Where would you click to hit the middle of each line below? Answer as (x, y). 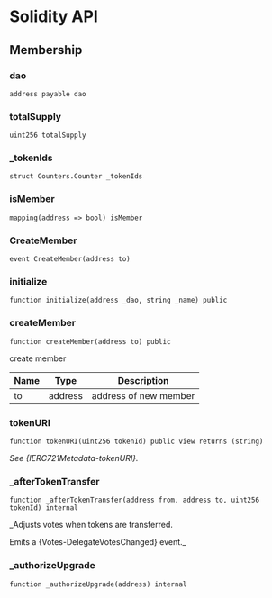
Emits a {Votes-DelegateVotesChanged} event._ (98, 542)
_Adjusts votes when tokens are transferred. (91, 525)
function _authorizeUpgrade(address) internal (98, 584)
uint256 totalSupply (48, 136)
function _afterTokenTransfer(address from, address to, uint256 (134, 500)
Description (143, 380)
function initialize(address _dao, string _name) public (118, 300)
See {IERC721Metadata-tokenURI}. (74, 458)
